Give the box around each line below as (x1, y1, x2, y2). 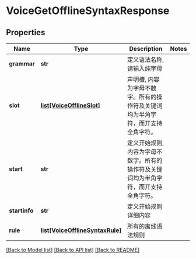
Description (129, 45, 163, 53)
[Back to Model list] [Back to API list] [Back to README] (6, 247, 140, 253)
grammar (9, 60, 35, 68)
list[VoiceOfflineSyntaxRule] (40, 226, 122, 234)
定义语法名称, (127, 56, 164, 64)
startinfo (9, 206, 34, 215)
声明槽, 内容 (127, 75, 160, 83)
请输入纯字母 (127, 64, 163, 72)
